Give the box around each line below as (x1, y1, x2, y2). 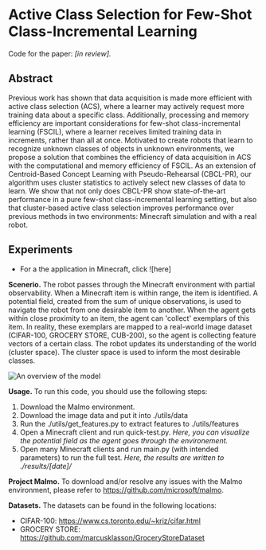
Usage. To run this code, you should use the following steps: (8, 386, 208, 396)
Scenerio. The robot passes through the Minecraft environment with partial (8, 279, 256, 289)
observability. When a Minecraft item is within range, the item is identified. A (8, 288, 259, 298)
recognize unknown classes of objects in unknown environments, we (8, 143, 235, 153)
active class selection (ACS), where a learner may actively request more (8, 101, 244, 111)
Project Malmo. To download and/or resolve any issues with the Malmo (8, 476, 243, 486)
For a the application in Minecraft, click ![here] (19, 264, 171, 274)
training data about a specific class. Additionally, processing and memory (8, 110, 249, 119)
